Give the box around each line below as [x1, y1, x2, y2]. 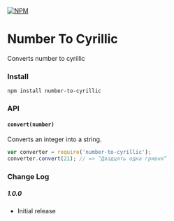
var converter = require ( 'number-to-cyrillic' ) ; [7, 149, 152, 156]
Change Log [7, 172, 50, 182]
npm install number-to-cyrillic [7, 87, 101, 94]
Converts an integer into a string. [7, 135, 102, 143]
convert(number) [7, 121, 55, 128]
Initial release [17, 207, 56, 215]
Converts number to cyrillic [7, 54, 85, 62]
